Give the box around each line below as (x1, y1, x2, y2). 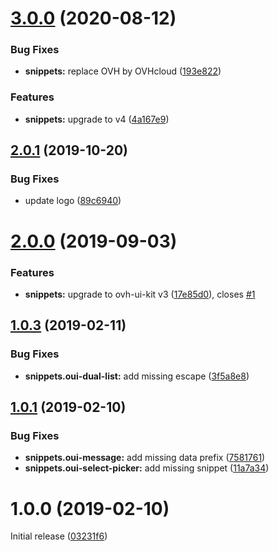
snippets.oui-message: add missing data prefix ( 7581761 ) (24, 452, 266, 464)
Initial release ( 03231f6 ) (10, 530, 108, 542)
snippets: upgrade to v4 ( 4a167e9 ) (24, 113, 170, 125)
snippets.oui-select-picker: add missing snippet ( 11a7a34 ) (24, 462, 270, 474)
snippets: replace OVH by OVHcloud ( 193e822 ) (24, 65, 222, 77)
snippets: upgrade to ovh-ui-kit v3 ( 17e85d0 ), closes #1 (24, 288, 256, 300)
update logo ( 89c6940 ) (24, 195, 122, 207)
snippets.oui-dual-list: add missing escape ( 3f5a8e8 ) (24, 370, 250, 382)
